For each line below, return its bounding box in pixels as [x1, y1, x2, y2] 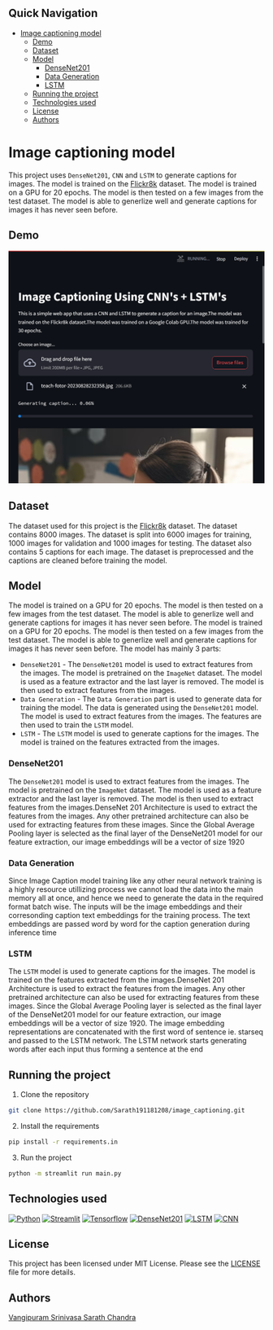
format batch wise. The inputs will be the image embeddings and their [8, 902, 243, 911]
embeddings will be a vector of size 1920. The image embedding [8, 1018, 225, 1029]
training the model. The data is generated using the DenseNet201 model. [19, 703, 258, 713]
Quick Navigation [8, 7, 98, 20]
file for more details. [8, 1267, 76, 1277]
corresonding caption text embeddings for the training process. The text [8, 911, 250, 920]
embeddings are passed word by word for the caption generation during [8, 920, 250, 929]
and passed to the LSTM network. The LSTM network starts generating [8, 1036, 247, 1046]
